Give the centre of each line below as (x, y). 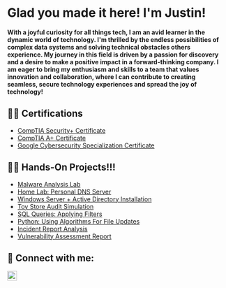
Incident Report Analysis (52, 229)
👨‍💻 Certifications (45, 114)
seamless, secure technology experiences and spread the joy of (102, 84)
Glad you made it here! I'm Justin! (107, 13)
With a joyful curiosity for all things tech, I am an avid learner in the (106, 32)
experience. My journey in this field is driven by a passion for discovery (113, 55)
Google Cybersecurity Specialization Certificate (86, 145)
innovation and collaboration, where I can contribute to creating (101, 77)
